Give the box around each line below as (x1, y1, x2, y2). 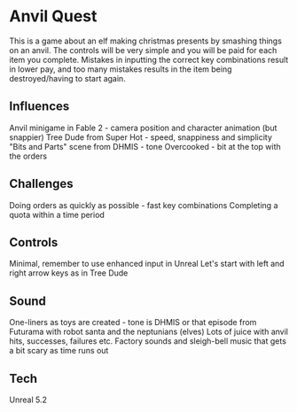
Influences (9, 99, 70, 114)
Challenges (9, 176, 74, 191)
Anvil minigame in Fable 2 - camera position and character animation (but (9, 122, 277, 133)
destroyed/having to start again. (9, 73, 126, 83)
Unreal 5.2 (9, 394, 47, 405)
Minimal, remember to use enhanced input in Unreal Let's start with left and (9, 259, 285, 269)
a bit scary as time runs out (9, 346, 109, 356)
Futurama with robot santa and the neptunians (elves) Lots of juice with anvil (9, 326, 288, 338)
